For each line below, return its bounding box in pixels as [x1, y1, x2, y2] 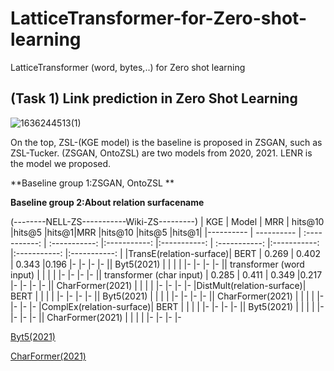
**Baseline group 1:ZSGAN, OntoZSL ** [10, 177, 175, 189]
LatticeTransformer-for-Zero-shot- [10, 7, 307, 30]
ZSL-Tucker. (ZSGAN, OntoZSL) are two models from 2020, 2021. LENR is [10, 147, 313, 159]
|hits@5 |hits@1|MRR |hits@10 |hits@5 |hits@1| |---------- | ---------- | [10, 226, 302, 238]
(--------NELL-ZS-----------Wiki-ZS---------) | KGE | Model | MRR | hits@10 [10, 215, 325, 227]
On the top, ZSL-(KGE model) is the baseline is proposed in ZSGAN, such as [10, 136, 323, 148]
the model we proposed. [10, 157, 112, 169]
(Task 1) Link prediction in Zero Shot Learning [10, 90, 298, 107]
